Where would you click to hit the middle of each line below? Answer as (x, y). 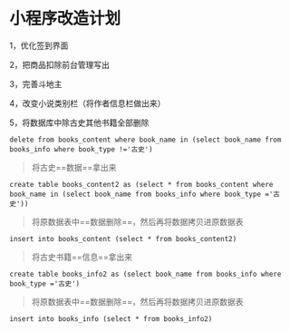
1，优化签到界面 (39, 45)
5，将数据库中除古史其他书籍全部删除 (79, 122)
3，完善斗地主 (36, 83)
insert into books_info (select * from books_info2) (111, 318)
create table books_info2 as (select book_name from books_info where (145, 274)
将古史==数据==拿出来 (74, 167)
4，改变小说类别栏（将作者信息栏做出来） (87, 103)
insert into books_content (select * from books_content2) (123, 239)
